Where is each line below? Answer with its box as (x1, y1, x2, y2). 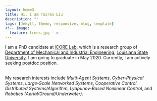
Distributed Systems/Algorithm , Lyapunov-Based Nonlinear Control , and (5, 86, 153, 91)
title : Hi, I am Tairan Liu (5, 12, 63, 17)
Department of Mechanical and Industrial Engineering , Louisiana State (5, 49, 148, 55)
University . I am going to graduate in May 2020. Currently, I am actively (5, 55, 151, 60)
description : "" (5, 16, 39, 21)
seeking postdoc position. (5, 60, 58, 66)
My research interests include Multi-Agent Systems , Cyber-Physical (5, 75, 144, 81)
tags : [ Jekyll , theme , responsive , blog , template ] (5, 21, 114, 26)
